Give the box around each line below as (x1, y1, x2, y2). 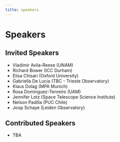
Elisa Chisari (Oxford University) (12, 72, 79, 78)
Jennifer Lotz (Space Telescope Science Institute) (12, 93, 116, 100)
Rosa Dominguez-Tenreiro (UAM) (12, 88, 81, 94)
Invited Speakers (5, 48, 59, 57)
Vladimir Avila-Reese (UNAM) (12, 62, 73, 68)
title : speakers (5, 7, 39, 12)
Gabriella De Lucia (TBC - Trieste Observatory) (12, 78, 109, 84)
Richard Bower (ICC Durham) (12, 67, 72, 73)
